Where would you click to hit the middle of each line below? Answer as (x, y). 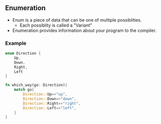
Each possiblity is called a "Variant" (56, 25)
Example (16, 43)
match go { (24, 90)
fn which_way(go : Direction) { (36, 85)
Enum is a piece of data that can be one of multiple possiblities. (77, 20)
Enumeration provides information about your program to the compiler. (84, 30)
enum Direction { (23, 54)
